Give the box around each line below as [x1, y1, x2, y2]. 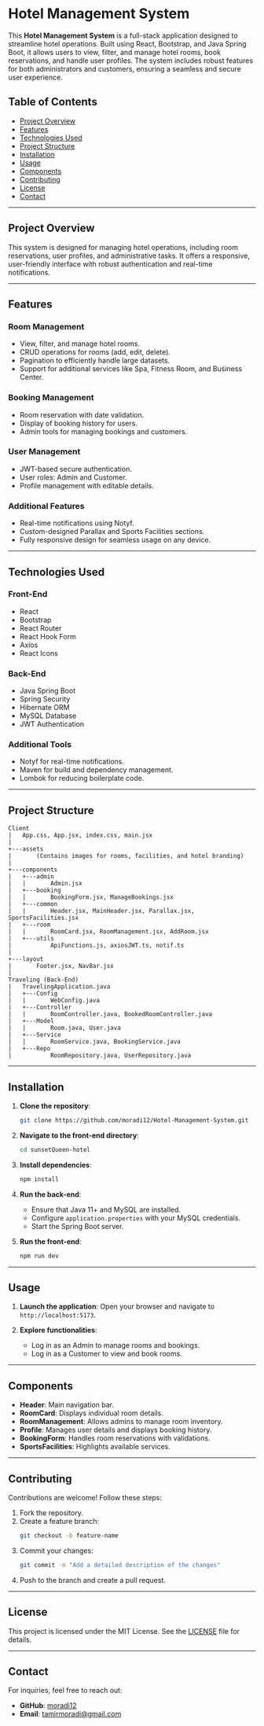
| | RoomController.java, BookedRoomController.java [8, 1010, 213, 1018]
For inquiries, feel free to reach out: [8, 1686, 123, 1695]
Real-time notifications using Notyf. [19, 518, 135, 528]
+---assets [8, 845, 44, 853]
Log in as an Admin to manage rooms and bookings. [31, 1341, 200, 1350]
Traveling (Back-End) [8, 976, 79, 984]
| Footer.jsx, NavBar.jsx [8, 962, 114, 970]
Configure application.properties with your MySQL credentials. [31, 1213, 241, 1223]
